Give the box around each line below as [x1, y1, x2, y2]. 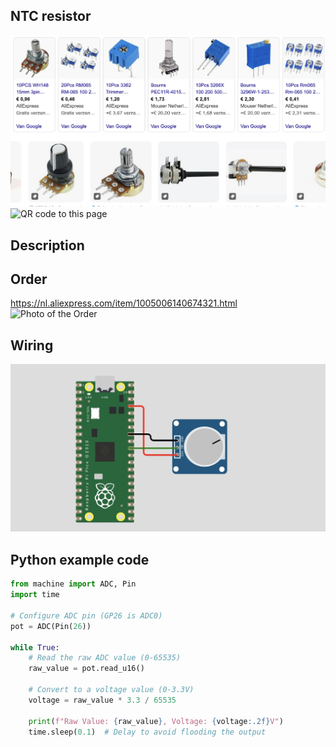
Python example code [10, 551, 150, 568]
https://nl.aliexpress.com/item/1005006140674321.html [10, 297, 238, 309]
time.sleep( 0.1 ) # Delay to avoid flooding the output [28, 727, 267, 737]
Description [10, 237, 85, 254]
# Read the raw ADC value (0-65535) [28, 653, 182, 663]
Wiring [10, 337, 54, 354]
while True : [10, 642, 60, 653]
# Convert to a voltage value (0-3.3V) [28, 685, 195, 695]
